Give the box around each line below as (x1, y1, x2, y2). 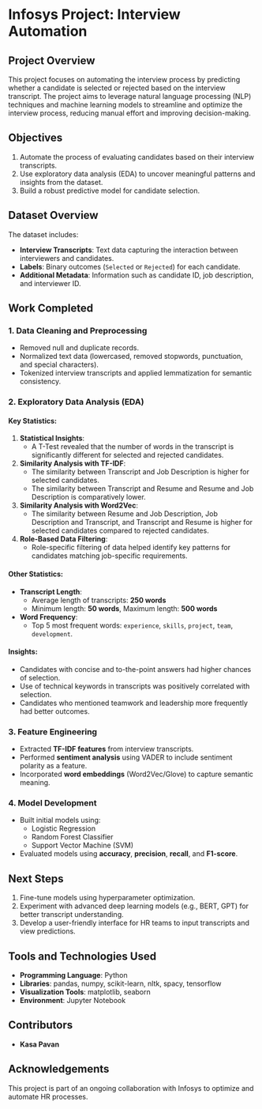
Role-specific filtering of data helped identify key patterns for (31, 543, 231, 553)
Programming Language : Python (19, 971, 128, 980)
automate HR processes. (8, 1092, 88, 1101)
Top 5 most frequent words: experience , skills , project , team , (31, 621, 234, 630)
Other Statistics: (8, 569, 63, 579)
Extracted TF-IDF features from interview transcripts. (19, 745, 194, 754)
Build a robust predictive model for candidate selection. (19, 186, 200, 195)
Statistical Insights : (19, 433, 85, 443)
